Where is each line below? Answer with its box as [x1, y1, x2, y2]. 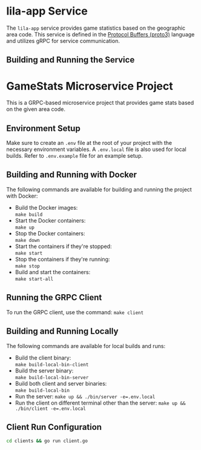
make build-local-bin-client [15, 361, 89, 368]
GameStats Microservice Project [6, 79, 174, 93]
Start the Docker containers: [15, 217, 86, 224]
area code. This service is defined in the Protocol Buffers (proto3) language [6, 30, 195, 38]
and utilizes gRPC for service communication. [6, 37, 120, 44]
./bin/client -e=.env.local [15, 405, 86, 412]
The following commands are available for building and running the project [6, 186, 192, 193]
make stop [15, 263, 41, 269]
